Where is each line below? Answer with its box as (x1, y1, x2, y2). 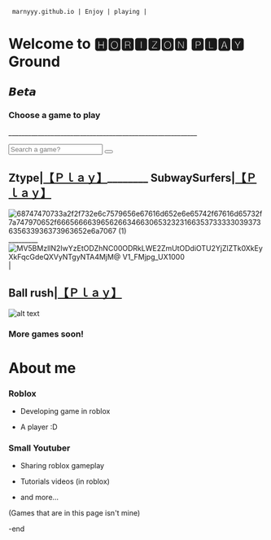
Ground (8, 53, 61, 71)
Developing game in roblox (20, 406, 111, 415)
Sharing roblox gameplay (20, 461, 104, 471)
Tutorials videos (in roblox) (20, 476, 110, 486)
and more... (20, 493, 59, 503)
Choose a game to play (8, 109, 101, 121)
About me (8, 358, 76, 377)
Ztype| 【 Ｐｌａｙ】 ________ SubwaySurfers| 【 (8, 171, 247, 185)
